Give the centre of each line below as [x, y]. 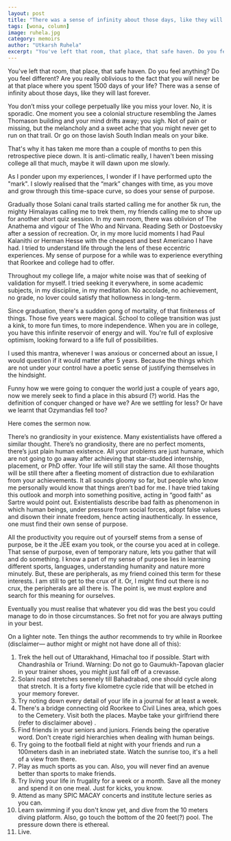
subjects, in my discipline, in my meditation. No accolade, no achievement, [113, 290]
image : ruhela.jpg [34, 33]
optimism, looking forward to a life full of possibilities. [83, 340]
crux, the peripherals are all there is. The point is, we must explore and [107, 588]
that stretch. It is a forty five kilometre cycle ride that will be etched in [115, 686]
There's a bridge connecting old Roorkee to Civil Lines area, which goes [120, 708]
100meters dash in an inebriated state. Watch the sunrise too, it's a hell [118, 751]
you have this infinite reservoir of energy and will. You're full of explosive [110, 332]
